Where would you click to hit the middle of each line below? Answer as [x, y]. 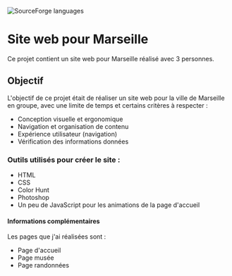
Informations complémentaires [54, 221]
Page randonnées [43, 265]
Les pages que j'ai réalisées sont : [57, 237]
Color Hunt [33, 190]
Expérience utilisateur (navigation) [67, 134]
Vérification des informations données [73, 142]
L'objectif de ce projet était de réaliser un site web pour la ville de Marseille [116, 98]
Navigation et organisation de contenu [73, 126]
